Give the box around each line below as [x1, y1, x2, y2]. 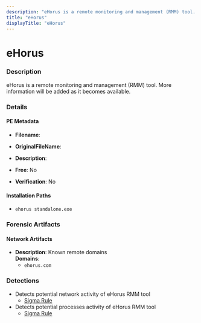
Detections [6, 277, 39, 285]
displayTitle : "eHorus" [6, 20, 66, 26]
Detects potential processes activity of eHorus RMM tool [14, 303, 156, 310]
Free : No [14, 166, 37, 173]
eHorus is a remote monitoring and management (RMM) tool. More [6, 81, 172, 88]
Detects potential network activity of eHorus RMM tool [14, 290, 151, 298]
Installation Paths [6, 191, 51, 199]
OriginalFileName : [14, 142, 62, 150]
